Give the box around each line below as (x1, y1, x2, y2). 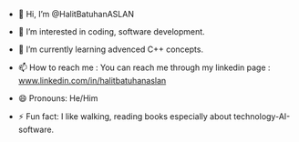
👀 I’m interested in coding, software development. (17, 26, 205, 36)
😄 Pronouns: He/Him (17, 93, 98, 104)
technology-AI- (233, 111, 291, 122)
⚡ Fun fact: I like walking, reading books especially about (17, 111, 232, 122)
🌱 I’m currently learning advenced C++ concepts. (17, 44, 203, 55)
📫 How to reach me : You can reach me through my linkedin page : (17, 62, 271, 73)
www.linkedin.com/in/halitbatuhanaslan (17, 76, 167, 86)
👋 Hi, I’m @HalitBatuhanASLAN (17, 9, 135, 19)
